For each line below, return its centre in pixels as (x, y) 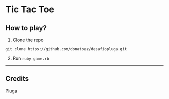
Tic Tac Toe (30, 9)
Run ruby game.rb (31, 58)
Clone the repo (28, 40)
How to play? (26, 28)
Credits (17, 79)
